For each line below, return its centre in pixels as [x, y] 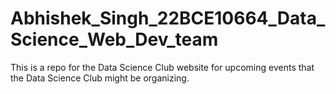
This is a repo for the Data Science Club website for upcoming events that [162, 67]
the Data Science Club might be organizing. [100, 78]
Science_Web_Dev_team [114, 39]
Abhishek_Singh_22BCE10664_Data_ [168, 18]
